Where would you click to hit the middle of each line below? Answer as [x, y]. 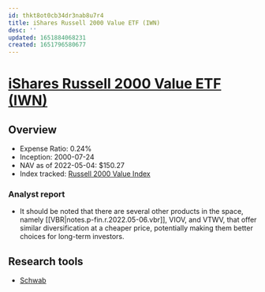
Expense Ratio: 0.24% [56, 149]
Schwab [33, 280]
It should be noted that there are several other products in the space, [131, 212]
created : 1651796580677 [47, 45]
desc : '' [22, 30]
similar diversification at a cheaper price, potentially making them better [136, 228]
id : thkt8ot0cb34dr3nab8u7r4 [56, 15]
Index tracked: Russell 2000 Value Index [85, 174]
